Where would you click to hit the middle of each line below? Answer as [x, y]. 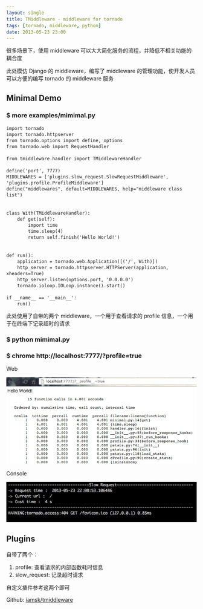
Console [17, 473]
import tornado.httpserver [40, 134]
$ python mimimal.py [38, 339]
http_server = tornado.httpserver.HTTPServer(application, [93, 267]
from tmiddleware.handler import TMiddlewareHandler [74, 158]
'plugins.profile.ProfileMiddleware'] [55, 183]
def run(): [20, 255]
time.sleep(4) [46, 231]
